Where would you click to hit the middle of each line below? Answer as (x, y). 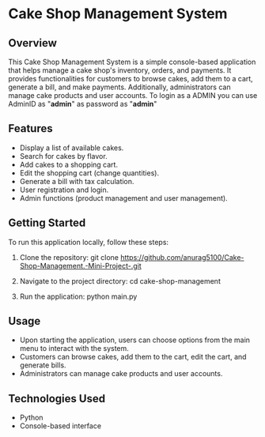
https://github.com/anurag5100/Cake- (182, 257)
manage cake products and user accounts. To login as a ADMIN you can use (133, 95)
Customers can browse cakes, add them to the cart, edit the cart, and (133, 357)
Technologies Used (57, 399)
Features (30, 128)
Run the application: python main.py (78, 296)
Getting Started (47, 223)
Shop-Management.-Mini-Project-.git (81, 266)
